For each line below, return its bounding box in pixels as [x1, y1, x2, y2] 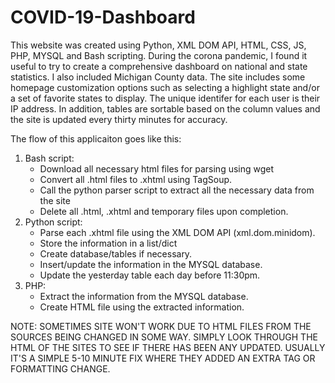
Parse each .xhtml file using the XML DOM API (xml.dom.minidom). [39, 226, 316, 238]
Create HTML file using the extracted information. [39, 301, 245, 313]
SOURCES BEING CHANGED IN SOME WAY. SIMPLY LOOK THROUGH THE [10, 331, 318, 343]
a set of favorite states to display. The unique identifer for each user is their [10, 92, 321, 104]
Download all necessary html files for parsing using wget [39, 162, 275, 175]
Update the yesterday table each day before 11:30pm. [39, 269, 261, 281]
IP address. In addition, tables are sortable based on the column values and [10, 102, 321, 115]
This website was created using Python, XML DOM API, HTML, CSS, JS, [10, 39, 307, 51]
